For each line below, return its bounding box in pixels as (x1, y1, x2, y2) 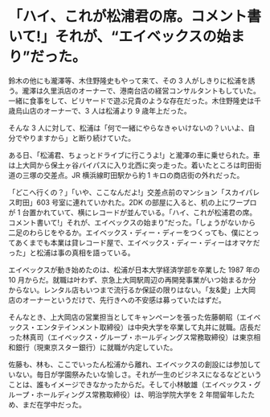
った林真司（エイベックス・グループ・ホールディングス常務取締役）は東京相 (8, 332, 261, 342)
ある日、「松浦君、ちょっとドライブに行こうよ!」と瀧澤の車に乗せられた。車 (8, 150, 261, 159)
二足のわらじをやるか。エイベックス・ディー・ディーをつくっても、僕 (8, 227, 239, 237)
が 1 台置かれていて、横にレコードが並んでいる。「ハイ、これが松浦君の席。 (8, 207, 257, 217)
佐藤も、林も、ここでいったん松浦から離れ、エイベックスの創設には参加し (8, 359, 255, 369)
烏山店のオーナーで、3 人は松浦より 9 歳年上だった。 (14, 105, 191, 115)
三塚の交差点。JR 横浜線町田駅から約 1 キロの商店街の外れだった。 (22, 170, 244, 180)
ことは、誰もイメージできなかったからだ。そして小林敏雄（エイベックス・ (8, 379, 255, 389)
